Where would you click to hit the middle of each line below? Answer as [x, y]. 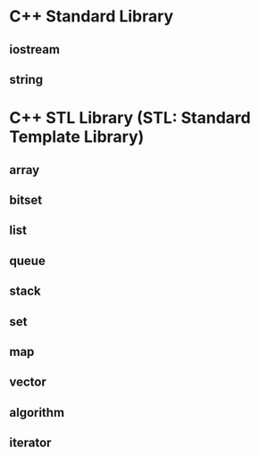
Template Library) [77, 137]
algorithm [37, 412]
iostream [35, 50]
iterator [30, 443]
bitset [26, 199]
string [26, 79]
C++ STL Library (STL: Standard [130, 118]
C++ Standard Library [92, 17]
